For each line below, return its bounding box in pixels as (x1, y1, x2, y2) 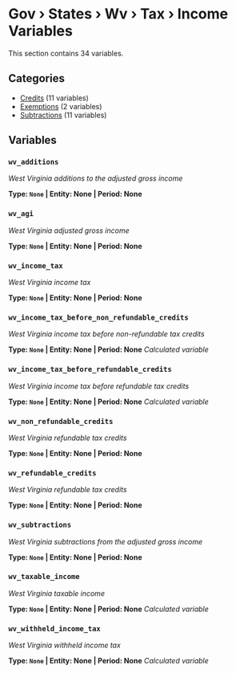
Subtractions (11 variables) (19, 110, 107, 120)
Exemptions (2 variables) (19, 101, 102, 111)
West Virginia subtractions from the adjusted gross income (8, 536, 202, 546)
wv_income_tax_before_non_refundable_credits (8, 312, 190, 322)
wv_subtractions (8, 520, 72, 530)
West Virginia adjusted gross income (8, 226, 130, 235)
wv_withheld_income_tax (8, 624, 102, 633)
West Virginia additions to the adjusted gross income (8, 173, 183, 183)
